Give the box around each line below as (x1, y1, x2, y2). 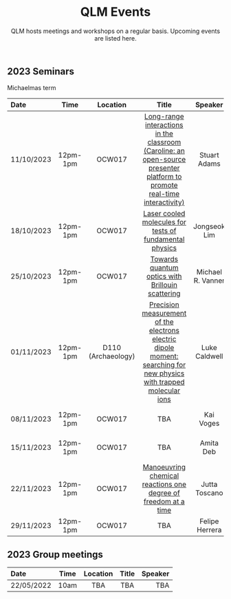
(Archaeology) (88, 351, 135, 361)
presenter (148, 163, 180, 173)
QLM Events (80, 4, 151, 20)
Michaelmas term (7, 84, 56, 92)
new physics (144, 369, 185, 378)
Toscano (195, 488, 223, 498)
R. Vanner (193, 276, 225, 285)
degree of (148, 488, 180, 498)
